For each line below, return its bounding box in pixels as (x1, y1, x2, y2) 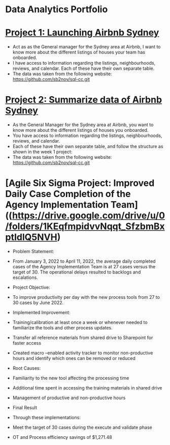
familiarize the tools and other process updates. (12, 325, 113, 330)
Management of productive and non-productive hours (12, 395, 126, 401)
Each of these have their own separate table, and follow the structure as (12, 144, 163, 150)
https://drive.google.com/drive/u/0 (12, 210, 165, 221)
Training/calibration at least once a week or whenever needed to (12, 319, 148, 325)
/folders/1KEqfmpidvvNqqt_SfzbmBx (5, 220, 165, 232)
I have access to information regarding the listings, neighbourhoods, (12, 60, 156, 66)
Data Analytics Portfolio (5, 4, 108, 15)
